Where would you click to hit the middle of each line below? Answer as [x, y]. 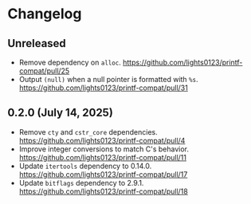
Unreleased [37, 43]
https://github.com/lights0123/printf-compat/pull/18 [103, 191]
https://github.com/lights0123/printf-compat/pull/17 [103, 174]
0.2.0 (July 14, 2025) [60, 113]
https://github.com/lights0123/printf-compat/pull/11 [102, 157]
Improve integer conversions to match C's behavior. [104, 149]
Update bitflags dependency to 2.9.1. [81, 182]
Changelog [45, 14]
